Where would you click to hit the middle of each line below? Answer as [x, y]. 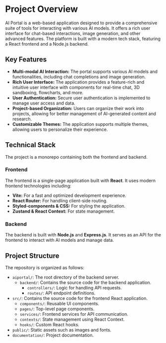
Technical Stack [30, 145]
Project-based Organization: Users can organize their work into [78, 108]
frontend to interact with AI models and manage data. [59, 240]
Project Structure [32, 256]
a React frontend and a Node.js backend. [47, 44]
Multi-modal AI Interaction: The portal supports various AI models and [85, 71]
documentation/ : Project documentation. [53, 335]
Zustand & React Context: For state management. [63, 211]
